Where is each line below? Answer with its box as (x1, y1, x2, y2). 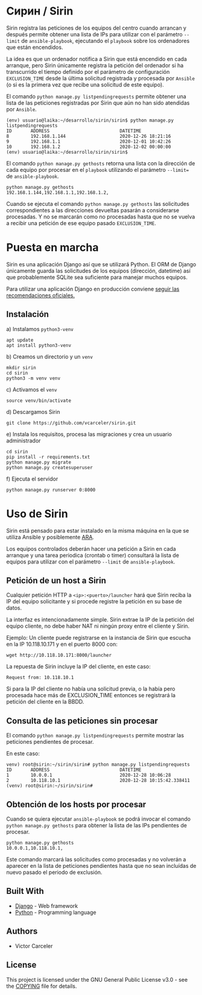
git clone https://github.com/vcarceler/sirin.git (6, 419, 136, 426)
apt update (6, 337, 34, 343)
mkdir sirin (6, 364, 36, 370)
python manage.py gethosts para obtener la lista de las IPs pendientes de (6, 822, 187, 829)
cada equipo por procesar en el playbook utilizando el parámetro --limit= (6, 166, 189, 173)
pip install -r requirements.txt (6, 454, 90, 460)
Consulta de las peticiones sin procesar (6, 715, 159, 726)
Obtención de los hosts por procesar (6, 799, 147, 809)
